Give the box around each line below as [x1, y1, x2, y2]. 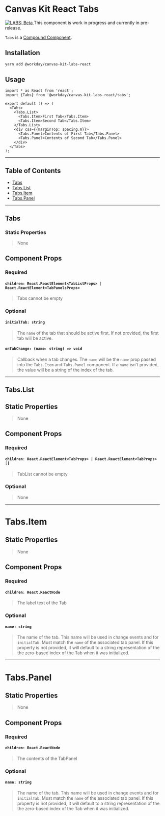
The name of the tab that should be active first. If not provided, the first [17, 330, 159, 336]
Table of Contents [5, 166, 61, 175]
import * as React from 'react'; [5, 88, 74, 93]
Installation [5, 49, 40, 57]
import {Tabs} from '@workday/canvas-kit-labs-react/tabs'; [5, 92, 131, 98]
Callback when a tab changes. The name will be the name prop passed [17, 356, 156, 362]
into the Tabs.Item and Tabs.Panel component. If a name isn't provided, [17, 361, 159, 367]
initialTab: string [5, 320, 45, 325]
